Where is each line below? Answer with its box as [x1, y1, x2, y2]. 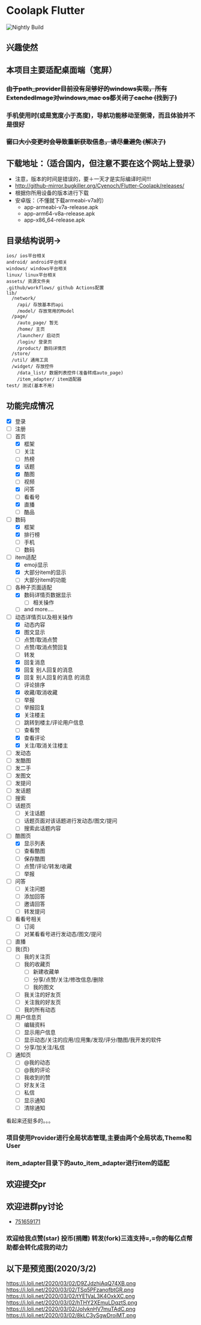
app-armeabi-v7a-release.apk [23, 204, 99, 211]
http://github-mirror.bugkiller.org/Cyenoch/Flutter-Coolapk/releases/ [14, 182, 185, 190]
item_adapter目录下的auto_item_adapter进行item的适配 [6, 1159, 170, 1167]
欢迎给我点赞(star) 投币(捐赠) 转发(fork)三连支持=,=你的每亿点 [6, 1234, 187, 1242]
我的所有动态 [23, 1006, 56, 1013]
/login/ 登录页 [17, 339, 52, 345]
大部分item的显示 [23, 569, 67, 576]
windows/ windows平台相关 [6, 266, 68, 272]
